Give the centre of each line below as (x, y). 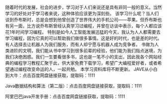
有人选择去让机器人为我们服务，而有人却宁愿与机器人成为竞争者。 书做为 (80, 44)
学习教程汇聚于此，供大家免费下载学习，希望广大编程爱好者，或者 (90, 63)
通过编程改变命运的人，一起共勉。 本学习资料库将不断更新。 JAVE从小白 (83, 69)
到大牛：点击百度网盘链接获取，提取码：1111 (50, 75)
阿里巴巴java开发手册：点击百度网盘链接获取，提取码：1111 (65, 96)
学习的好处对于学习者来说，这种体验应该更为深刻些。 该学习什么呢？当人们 (82, 13)
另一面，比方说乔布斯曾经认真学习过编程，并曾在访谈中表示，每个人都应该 (85, 26)
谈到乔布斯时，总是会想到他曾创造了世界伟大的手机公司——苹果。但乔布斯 (81, 20)
